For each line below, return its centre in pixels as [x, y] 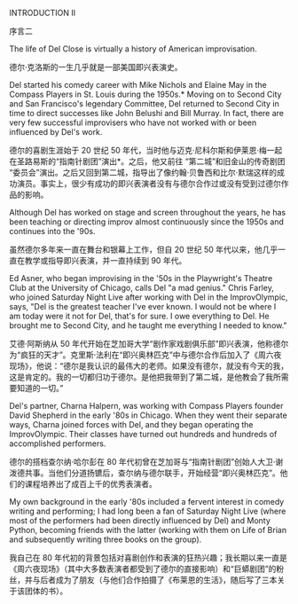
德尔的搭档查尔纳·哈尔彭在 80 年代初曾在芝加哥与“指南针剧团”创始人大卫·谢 [146, 462]
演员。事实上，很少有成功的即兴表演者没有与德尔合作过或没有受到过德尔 [149, 184]
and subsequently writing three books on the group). [106, 539]
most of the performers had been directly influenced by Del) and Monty [140, 521]
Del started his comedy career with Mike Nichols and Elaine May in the [138, 85]
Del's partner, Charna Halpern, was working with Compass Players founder [146, 406]
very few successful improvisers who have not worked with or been [133, 122]
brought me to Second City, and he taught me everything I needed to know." [148, 326]
